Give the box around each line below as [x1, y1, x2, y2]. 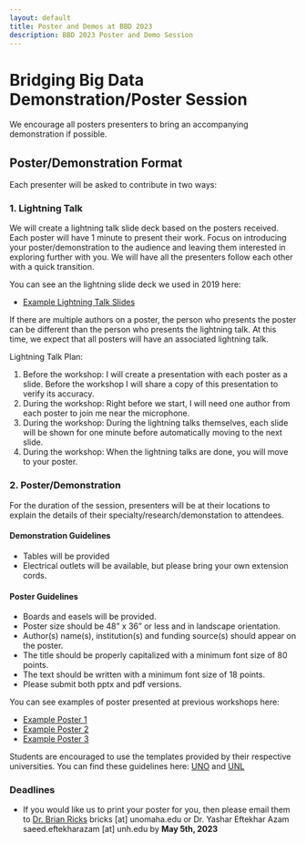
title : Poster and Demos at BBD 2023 [9, 22, 153, 31]
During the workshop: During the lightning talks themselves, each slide [22, 417, 289, 428]
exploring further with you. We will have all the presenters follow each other [9, 252, 293, 262]
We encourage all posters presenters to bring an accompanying [9, 119, 249, 130]
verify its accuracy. [22, 388, 95, 399]
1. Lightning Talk [9, 202, 84, 215]
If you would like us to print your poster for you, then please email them [22, 804, 291, 816]
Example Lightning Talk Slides [22, 297, 136, 308]
